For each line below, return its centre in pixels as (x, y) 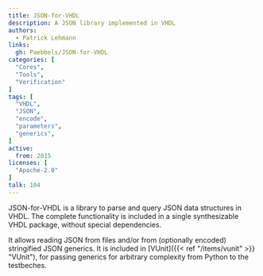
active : (21, 148)
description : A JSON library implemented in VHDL (92, 23)
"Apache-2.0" (37, 171)
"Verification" (41, 82)
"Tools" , (30, 75)
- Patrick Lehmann (46, 38)
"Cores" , (30, 67)
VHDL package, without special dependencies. (85, 224)
